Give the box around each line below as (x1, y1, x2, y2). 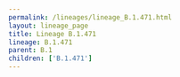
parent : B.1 (8, 46, 53, 55)
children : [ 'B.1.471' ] (8, 54, 93, 63)
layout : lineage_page (8, 21, 89, 30)
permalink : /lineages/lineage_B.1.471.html (8, 12, 173, 22)
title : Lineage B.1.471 (8, 29, 97, 38)
